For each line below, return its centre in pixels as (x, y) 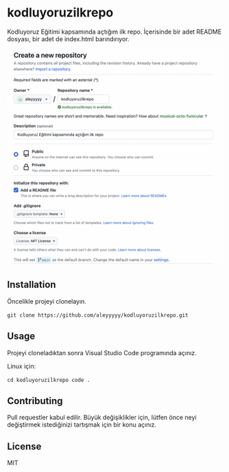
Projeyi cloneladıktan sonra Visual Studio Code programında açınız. (102, 352)
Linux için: (22, 366)
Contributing (35, 401)
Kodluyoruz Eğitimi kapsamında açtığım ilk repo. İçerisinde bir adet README (114, 32)
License (24, 446)
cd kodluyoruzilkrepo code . (49, 380)
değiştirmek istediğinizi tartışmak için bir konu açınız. (82, 425)
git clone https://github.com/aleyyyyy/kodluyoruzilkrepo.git (98, 315)
